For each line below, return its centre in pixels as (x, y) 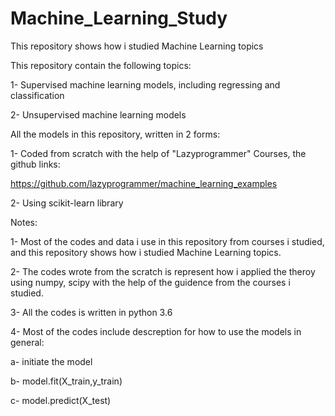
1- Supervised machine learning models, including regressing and (145, 84)
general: (27, 342)
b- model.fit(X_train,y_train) (66, 381)
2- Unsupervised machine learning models (98, 114)
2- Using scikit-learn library (67, 203)
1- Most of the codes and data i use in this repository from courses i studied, (167, 241)
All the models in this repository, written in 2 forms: (115, 134)
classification (37, 95)
